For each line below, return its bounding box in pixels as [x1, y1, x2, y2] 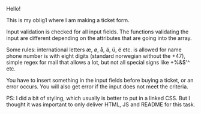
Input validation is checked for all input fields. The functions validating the [6, 28, 189, 35]
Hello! [6, 5, 21, 12]
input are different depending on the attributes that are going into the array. [6, 35, 192, 41]
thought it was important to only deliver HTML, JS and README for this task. [6, 101, 196, 108]
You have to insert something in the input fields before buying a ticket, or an [6, 77, 194, 84]
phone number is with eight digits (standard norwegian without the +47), [6, 53, 186, 59]
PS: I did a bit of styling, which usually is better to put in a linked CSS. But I [6, 95, 190, 101]
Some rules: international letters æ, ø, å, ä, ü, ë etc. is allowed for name [6, 46, 182, 53]
